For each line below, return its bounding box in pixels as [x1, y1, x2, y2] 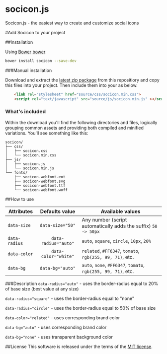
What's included [5, 108, 46, 115]
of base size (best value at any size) [5, 285, 79, 291]
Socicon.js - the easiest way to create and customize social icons [5, 20, 139, 26]
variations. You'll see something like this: [5, 130, 88, 136]
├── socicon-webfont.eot [14, 174, 66, 179]
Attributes [8, 208, 33, 214]
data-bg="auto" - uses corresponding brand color [5, 324, 107, 330]
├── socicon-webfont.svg [14, 179, 66, 184]
